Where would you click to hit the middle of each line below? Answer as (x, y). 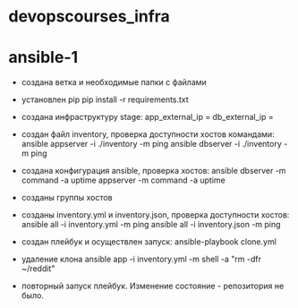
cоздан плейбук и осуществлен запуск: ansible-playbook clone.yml (149, 242)
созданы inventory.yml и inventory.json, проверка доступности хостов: (155, 215)
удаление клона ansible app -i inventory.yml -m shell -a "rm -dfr (141, 259)
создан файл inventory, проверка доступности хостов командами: (148, 134)
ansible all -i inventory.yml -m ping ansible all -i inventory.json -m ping (151, 225)
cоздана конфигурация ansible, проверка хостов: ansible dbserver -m (153, 171)
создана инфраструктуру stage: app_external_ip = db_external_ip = (147, 117)
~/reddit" (38, 269)
